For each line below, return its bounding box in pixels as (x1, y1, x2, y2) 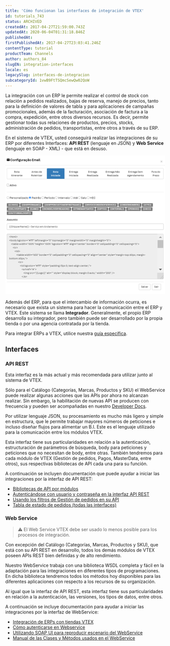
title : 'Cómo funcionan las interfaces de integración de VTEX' (5, 8, 144, 13)
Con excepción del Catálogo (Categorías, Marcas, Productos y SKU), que (5, 541, 158, 547)
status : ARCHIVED (5, 19, 42, 24)
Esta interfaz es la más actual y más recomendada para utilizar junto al (5, 372, 153, 378)
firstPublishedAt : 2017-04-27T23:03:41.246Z (5, 41, 101, 46)
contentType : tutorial (5, 46, 53, 51)
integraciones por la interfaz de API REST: (5, 476, 93, 482)
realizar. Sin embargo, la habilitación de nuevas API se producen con (5, 398, 149, 404)
